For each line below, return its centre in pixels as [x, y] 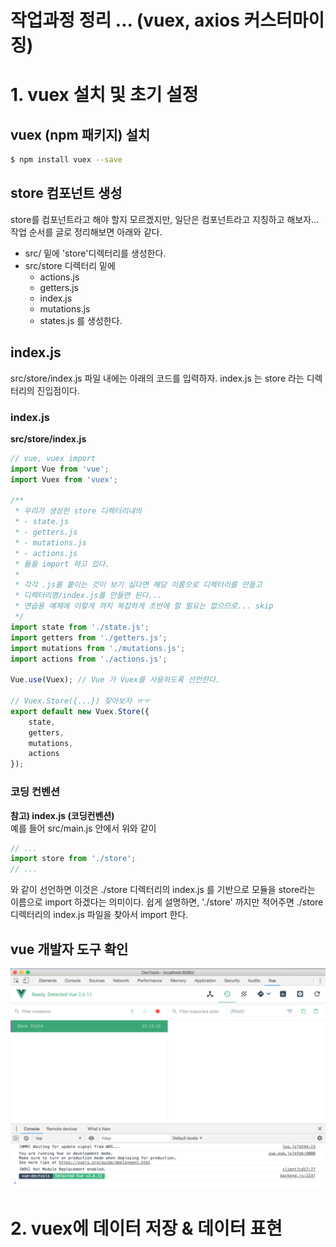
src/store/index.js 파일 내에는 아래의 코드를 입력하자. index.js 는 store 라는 [157, 378]
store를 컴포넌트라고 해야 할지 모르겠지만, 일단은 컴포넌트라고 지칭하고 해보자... [165, 219]
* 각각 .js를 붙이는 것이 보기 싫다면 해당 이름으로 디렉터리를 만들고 [138, 585]
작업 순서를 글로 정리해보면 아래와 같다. [86, 232]
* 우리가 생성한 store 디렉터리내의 [78, 511]
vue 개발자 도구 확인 [69, 949]
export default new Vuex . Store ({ [80, 711]
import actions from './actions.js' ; [89, 659]
